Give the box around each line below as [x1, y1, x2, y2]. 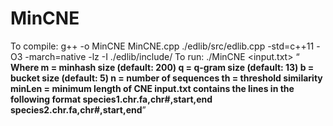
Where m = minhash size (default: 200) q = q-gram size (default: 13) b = [10, 61, 315, 73]
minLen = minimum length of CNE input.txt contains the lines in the [10, 82, 295, 94]
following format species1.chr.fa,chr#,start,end [10, 93, 213, 105]
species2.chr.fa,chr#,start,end [10, 103, 143, 116]
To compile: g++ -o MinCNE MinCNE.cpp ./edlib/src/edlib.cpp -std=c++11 [10, 40, 315, 52]
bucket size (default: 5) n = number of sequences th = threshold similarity [10, 72, 323, 84]
